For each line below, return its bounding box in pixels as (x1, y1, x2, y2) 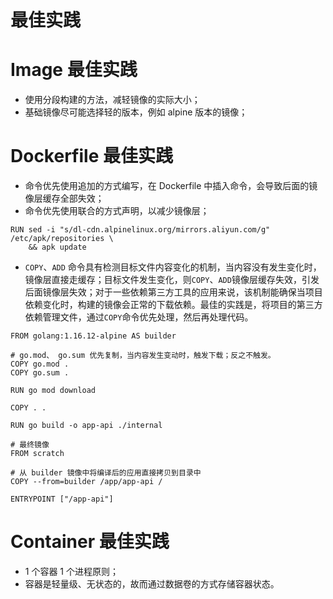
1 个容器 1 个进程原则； (24, 566, 119, 577)
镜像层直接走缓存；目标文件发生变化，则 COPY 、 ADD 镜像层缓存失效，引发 (24, 274, 320, 286)
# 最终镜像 (10, 440, 50, 450)
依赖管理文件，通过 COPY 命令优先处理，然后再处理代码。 (24, 311, 254, 323)
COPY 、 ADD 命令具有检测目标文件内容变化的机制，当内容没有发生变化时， (24, 261, 322, 273)
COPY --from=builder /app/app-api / (10, 477, 163, 487)
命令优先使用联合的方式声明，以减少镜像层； (24, 205, 210, 217)
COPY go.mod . (10, 359, 70, 370)
